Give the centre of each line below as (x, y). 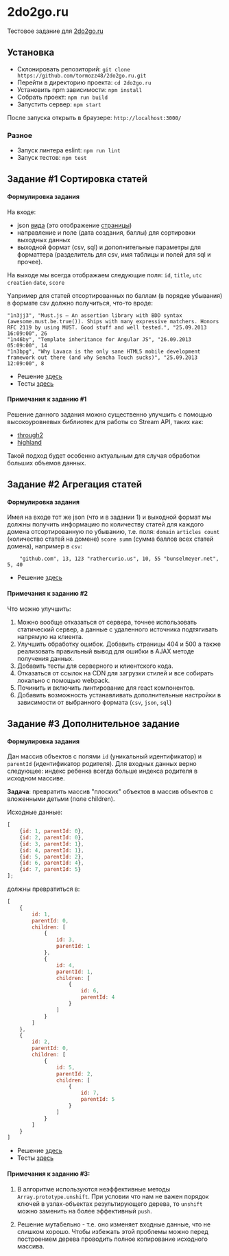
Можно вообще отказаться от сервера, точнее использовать (107, 622)
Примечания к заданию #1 (47, 399)
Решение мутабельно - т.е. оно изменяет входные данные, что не (114, 1224)
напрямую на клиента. (50, 636)
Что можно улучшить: (39, 609)
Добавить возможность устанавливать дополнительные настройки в (119, 695)
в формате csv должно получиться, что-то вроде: (80, 303)
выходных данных (44, 240)
